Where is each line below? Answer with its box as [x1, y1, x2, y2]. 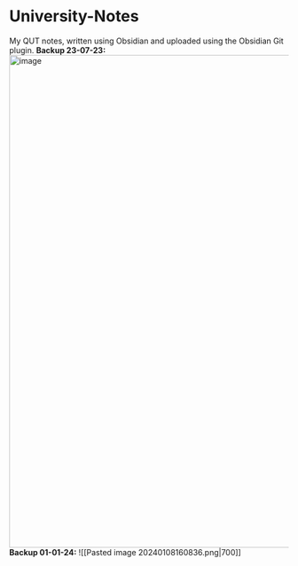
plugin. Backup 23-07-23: [9, 44, 106, 55]
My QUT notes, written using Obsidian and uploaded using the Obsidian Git [9, 35, 284, 46]
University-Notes [9, 6, 139, 27]
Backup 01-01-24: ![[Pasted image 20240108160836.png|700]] [9, 547, 241, 557]
